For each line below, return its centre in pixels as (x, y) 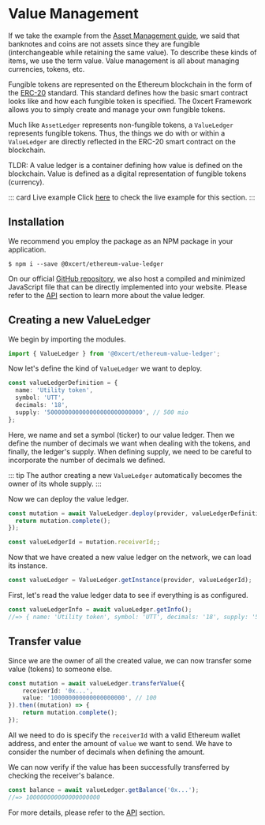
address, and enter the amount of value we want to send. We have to (120, 743)
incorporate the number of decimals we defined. (87, 460)
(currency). (26, 181)
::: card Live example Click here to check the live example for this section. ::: (132, 197)
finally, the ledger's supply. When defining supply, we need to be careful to (130, 451)
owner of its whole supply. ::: (55, 483)
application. (27, 249)
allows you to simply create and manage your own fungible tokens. (117, 109)
